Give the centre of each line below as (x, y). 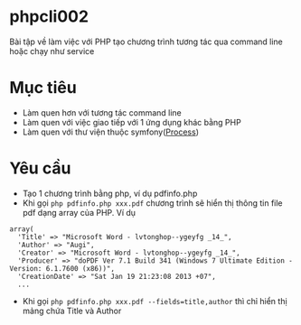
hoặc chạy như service (52, 51)
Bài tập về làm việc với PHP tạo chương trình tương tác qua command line (146, 42)
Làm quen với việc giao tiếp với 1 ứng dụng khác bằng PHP (132, 122)
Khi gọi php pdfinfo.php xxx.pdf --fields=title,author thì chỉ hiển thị (155, 301)
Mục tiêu (43, 88)
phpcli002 (49, 17)
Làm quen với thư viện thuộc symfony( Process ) (111, 132)
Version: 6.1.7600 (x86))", (62, 268)
